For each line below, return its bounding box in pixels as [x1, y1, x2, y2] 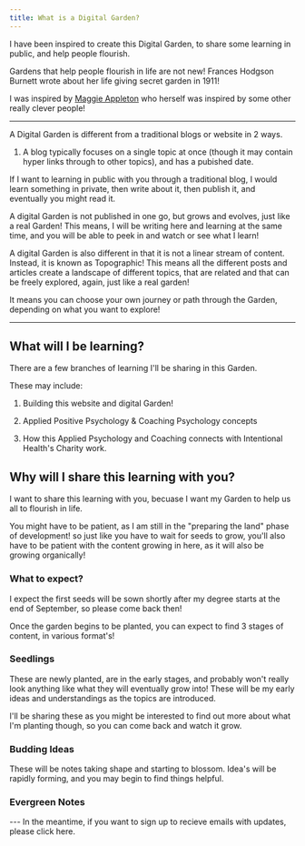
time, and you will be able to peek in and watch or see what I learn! [9, 229, 260, 241]
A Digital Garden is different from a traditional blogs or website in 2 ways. [9, 128, 283, 139]
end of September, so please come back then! [9, 602, 182, 614]
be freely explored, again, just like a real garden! [9, 277, 190, 287]
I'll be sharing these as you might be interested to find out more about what [9, 710, 290, 721]
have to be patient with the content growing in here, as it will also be [9, 540, 265, 551]
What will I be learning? [9, 338, 145, 355]
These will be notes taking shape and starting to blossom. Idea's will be [9, 763, 277, 774]
